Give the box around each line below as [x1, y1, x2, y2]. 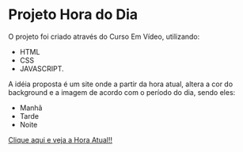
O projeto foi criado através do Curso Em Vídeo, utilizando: [8, 32, 200, 41]
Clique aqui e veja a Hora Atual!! [8, 135, 113, 144]
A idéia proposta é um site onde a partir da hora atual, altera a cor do [8, 79, 234, 89]
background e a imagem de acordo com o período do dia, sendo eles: [8, 87, 236, 97]
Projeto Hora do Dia [8, 6, 139, 24]
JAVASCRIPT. [19, 63, 65, 73]
